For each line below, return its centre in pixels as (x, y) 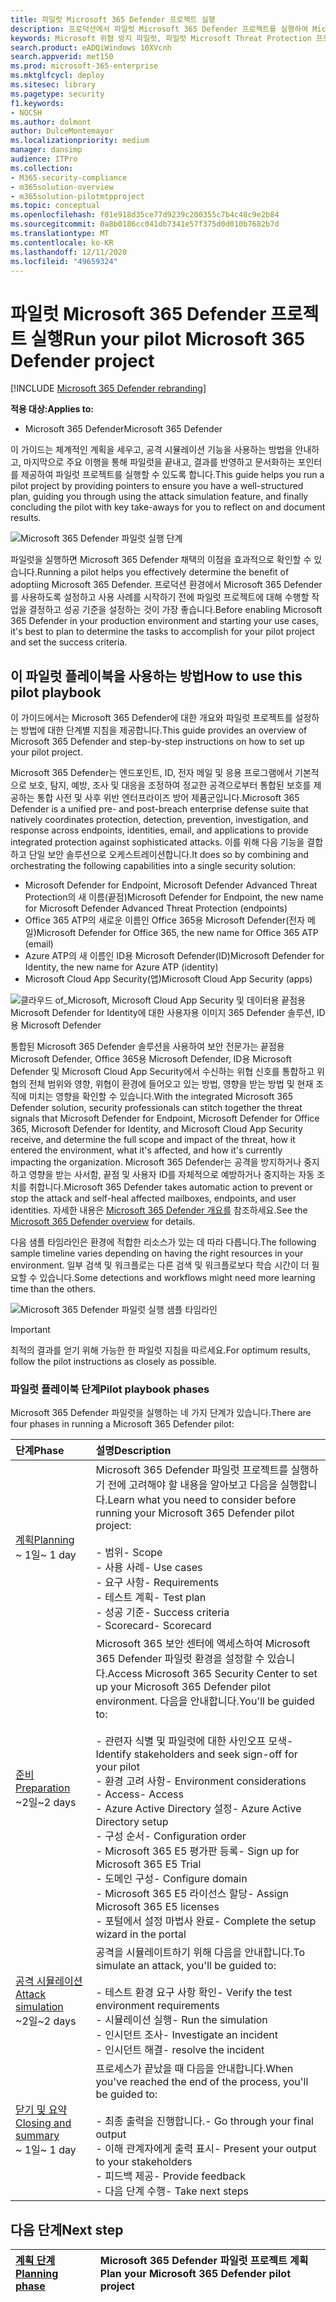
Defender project (82, 360)
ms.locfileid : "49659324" (64, 261)
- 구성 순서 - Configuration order (171, 1836)
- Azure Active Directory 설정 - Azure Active (198, 1809)
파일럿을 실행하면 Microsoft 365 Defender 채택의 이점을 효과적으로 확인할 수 (161, 560)
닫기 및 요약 (41, 2110)
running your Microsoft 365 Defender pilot (195, 1513)
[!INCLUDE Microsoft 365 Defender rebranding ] (108, 388)
